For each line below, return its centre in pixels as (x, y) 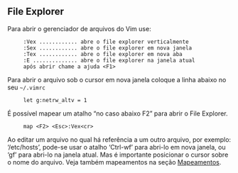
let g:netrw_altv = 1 (55, 100)
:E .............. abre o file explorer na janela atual (109, 60)
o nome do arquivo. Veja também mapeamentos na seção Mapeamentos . (114, 162)
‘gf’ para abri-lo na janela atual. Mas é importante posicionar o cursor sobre (118, 155)
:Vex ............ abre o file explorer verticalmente (106, 42)
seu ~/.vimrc (27, 87)
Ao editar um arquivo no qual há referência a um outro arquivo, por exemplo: (119, 139)
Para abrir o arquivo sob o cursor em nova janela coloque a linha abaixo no (117, 79)
